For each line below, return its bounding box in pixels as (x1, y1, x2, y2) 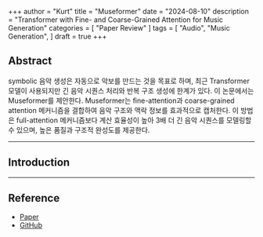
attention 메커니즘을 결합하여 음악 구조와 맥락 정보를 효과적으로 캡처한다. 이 (8, 105, 239, 115)
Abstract (8, 54, 52, 67)
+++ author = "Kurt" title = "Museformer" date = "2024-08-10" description (8, 7, 249, 16)
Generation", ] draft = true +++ (8, 31, 107, 41)
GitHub (19, 221, 43, 230)
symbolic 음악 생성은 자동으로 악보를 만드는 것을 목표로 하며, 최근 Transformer (8, 76, 250, 86)
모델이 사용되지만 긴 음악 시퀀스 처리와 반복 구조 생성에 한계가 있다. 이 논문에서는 (8, 86, 254, 95)
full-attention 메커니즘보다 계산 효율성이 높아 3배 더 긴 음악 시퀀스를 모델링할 (16, 115, 252, 125)
